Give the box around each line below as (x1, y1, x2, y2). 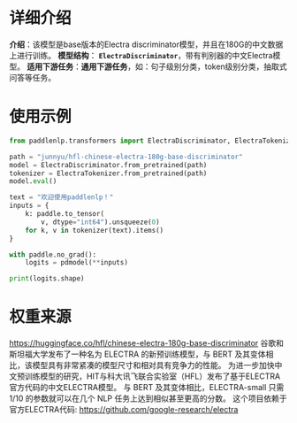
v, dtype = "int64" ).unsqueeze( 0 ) (41, 218, 161, 227)
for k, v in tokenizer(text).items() (25, 226, 164, 235)
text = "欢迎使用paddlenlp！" (9, 193, 114, 202)
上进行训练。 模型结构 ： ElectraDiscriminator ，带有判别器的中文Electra (9, 50, 273, 60)
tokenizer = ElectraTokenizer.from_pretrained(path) (9, 169, 208, 178)
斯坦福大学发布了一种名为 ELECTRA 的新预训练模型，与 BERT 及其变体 (9, 349, 267, 359)
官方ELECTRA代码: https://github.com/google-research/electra (9, 404, 239, 415)
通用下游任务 (80, 61, 128, 72)
